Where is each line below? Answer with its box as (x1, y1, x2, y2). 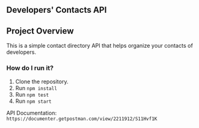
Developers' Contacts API (6, 5, 107, 15)
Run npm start (15, 97, 52, 105)
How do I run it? (6, 64, 54, 72)
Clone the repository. (15, 78, 69, 85)
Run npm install (15, 84, 58, 91)
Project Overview (6, 26, 74, 36)
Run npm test (15, 91, 49, 98)
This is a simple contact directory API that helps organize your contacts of (6, 42, 193, 50)
